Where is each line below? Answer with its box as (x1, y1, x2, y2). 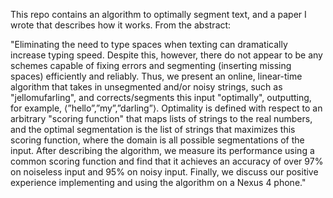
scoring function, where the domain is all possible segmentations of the (10, 134, 305, 146)
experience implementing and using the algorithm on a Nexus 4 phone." (10, 177, 307, 188)
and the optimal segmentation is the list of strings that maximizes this (10, 124, 296, 135)
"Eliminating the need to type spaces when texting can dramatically (10, 39, 288, 50)
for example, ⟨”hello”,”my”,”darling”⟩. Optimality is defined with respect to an (10, 102, 323, 114)
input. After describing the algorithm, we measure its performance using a (10, 145, 315, 156)
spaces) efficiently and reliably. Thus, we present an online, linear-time (10, 70, 303, 82)
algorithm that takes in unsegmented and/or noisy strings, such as (10, 81, 283, 93)
